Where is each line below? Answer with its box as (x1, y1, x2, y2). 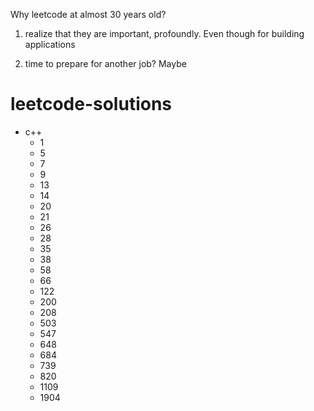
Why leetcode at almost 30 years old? (10, 9, 167, 20)
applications (24, 39, 76, 50)
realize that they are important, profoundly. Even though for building (24, 28, 305, 39)
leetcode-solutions (10, 93, 173, 116)
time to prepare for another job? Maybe (24, 58, 187, 69)
